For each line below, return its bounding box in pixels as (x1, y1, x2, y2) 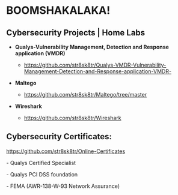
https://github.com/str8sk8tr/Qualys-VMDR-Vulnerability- (23, 61, 167, 68)
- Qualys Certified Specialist (6, 159, 76, 166)
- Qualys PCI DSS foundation (6, 170, 78, 178)
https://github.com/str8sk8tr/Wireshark (23, 115, 121, 121)
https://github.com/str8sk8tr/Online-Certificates (6, 148, 126, 155)
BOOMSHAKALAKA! (6, 4, 111, 17)
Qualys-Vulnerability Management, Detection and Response (14, 43, 170, 50)
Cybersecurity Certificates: (6, 131, 112, 142)
